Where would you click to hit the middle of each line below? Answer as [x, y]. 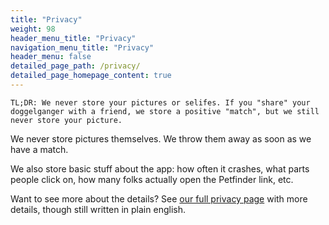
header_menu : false [51, 57]
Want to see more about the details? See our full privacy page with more [159, 198]
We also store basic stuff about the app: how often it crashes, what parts [160, 168]
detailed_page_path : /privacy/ [75, 66]
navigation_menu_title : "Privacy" [82, 47]
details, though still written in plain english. [98, 209]
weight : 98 [33, 29]
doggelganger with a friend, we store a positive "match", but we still [165, 111]
